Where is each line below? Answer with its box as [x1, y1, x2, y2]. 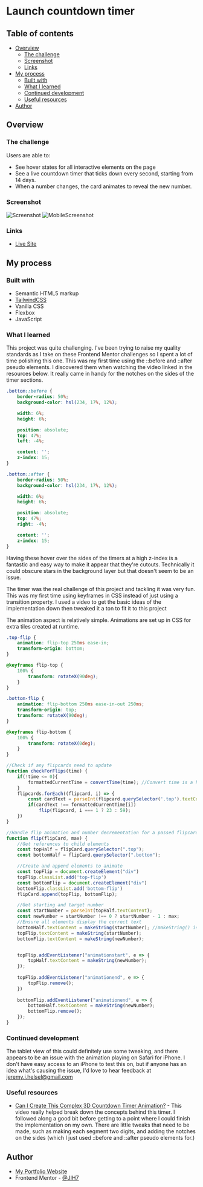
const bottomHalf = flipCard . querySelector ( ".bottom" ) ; [17, 852, 161, 858]
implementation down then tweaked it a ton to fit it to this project [6, 604, 167, 612]
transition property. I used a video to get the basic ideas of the [6, 598, 162, 606]
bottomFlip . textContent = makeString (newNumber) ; [17, 936, 145, 942]
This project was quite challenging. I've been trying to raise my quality [6, 344, 181, 352]
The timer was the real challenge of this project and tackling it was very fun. [6, 585, 196, 592]
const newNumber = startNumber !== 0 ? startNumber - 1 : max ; [17, 914, 180, 920]
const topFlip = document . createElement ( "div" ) [17, 869, 139, 875]
